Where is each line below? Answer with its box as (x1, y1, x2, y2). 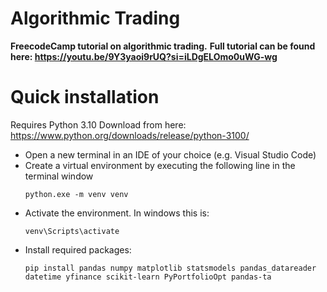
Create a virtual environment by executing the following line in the (24, 159, 296, 171)
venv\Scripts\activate (24, 226, 120, 236)
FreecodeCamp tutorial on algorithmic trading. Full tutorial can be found (10, 40, 316, 52)
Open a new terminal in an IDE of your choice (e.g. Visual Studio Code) (24, 148, 317, 161)
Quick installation (10, 86, 160, 109)
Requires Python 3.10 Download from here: (10, 118, 187, 131)
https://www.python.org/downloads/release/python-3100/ (10, 129, 250, 141)
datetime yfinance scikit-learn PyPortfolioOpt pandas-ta (24, 272, 272, 282)
